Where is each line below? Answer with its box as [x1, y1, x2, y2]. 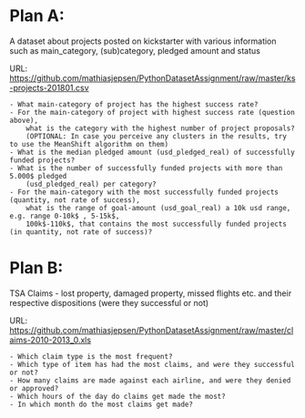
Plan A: [9, 5, 66, 26]
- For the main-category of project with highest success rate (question [9, 107, 296, 117]
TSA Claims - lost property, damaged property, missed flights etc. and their [9, 288, 292, 299]
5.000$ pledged [9, 171, 67, 180]
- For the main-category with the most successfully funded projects [9, 188, 280, 197]
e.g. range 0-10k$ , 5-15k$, [9, 211, 120, 220]
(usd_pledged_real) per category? [25, 179, 157, 189]
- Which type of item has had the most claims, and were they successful [9, 360, 296, 369]
